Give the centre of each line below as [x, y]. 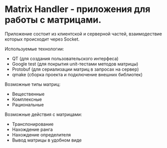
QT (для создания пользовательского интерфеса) [65, 58]
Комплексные [27, 99]
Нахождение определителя [41, 134]
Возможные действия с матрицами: [43, 114]
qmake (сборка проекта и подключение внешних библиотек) [77, 74]
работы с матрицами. [53, 20]
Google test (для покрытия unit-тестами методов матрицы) [75, 64]
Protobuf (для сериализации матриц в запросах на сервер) [75, 69]
